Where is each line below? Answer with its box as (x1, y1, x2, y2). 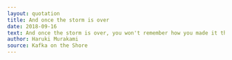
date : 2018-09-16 (7, 23, 57, 30)
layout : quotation (7, 10, 60, 17)
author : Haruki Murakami (7, 36, 79, 43)
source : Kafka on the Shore (7, 42, 88, 49)
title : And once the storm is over (7, 17, 110, 23)
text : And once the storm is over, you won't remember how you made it (7, 29, 217, 37)
